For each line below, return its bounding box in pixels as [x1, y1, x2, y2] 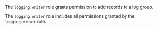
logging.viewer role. [5, 19, 47, 24]
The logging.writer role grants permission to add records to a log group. [5, 4, 154, 10]
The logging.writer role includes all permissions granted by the [5, 14, 135, 19]
